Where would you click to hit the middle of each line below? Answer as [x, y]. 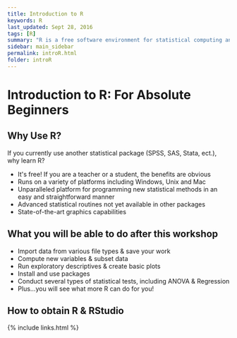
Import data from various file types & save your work [94, 251]
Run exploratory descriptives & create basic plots [89, 266]
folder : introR [30, 60]
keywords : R [25, 21]
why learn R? [26, 161]
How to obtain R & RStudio [66, 311]
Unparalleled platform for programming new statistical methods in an [117, 189]
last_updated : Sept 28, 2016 [50, 27]
